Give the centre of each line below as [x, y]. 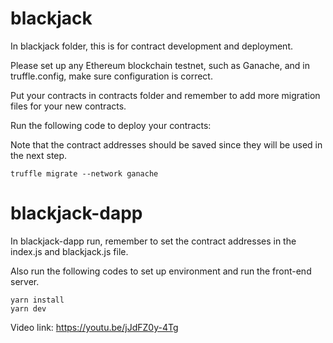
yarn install [37, 300]
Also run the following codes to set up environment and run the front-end [161, 271]
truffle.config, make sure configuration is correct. [111, 76]
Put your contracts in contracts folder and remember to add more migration [165, 95]
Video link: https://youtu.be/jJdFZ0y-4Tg [94, 327]
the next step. [39, 155]
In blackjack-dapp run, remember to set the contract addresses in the [153, 241]
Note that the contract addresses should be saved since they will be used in [166, 144]
